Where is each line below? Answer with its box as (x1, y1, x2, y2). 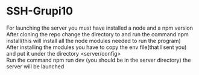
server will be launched (6, 62, 65, 70)
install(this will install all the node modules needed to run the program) (6, 37, 181, 44)
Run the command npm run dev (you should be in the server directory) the (6, 56, 191, 64)
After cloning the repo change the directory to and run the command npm (6, 30, 189, 37)
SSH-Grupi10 (6, 4, 74, 18)
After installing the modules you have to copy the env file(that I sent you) (6, 44, 187, 51)
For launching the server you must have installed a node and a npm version (6, 24, 193, 31)
